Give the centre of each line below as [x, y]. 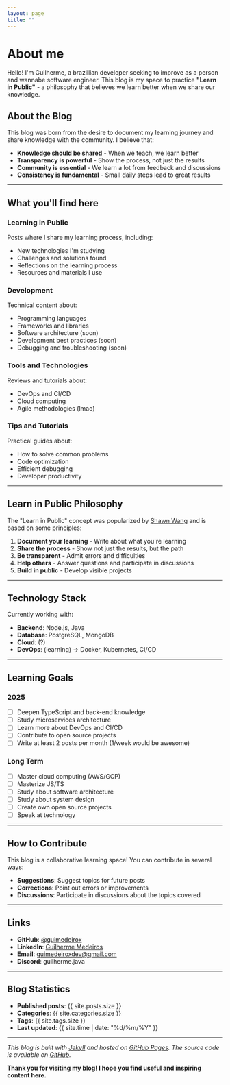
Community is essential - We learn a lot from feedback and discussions [119, 168]
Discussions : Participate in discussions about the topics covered [108, 894]
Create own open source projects [64, 807]
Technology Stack [47, 598]
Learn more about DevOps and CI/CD [70, 728]
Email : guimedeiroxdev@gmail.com [67, 954]
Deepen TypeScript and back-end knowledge [81, 712]
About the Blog [40, 116]
